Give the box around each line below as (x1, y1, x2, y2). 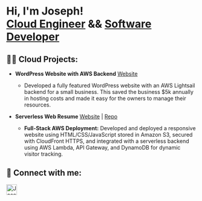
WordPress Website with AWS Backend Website (15, 70, 138, 77)
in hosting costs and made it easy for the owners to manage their (24, 95, 186, 102)
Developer (6, 30, 59, 44)
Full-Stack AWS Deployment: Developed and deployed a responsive (24, 125, 196, 131)
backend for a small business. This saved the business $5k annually (24, 88, 194, 95)
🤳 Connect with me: (6, 168, 82, 178)
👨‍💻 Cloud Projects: (6, 54, 79, 64)
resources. (24, 101, 51, 108)
